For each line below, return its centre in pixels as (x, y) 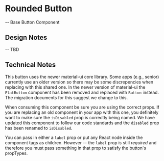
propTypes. (16, 153)
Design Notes (26, 38)
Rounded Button (39, 9)
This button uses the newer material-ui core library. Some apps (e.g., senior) (82, 77)
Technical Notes (31, 65)
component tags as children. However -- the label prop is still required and (81, 142)
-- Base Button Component (32, 22)
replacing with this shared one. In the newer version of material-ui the (75, 87)
